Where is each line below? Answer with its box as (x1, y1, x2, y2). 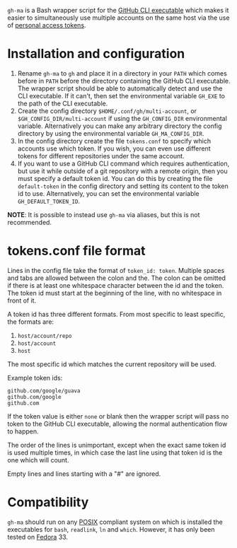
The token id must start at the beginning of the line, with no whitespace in (7, 288, 222, 297)
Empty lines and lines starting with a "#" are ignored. (7, 470, 161, 478)
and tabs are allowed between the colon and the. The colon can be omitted (7, 274, 226, 282)
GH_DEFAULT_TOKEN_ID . (17, 197, 80, 205)
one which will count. (7, 455, 69, 464)
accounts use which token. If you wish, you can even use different (17, 144, 211, 153)
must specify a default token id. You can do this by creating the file (17, 174, 213, 182)
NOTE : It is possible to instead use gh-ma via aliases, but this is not (7, 210, 200, 218)
